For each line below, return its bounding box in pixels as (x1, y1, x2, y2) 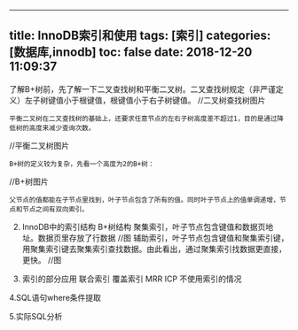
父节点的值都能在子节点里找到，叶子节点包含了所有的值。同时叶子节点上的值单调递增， (9, 196, 280, 204)
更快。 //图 (21, 254, 62, 265)
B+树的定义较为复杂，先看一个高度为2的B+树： (9, 159, 155, 168)
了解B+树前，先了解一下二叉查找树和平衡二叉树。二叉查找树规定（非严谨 (9, 83, 277, 94)
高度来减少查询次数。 (28, 123, 96, 133)
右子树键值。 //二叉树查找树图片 (148, 95, 266, 105)
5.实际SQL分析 (9, 311, 63, 321)
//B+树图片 (9, 176, 49, 187)
